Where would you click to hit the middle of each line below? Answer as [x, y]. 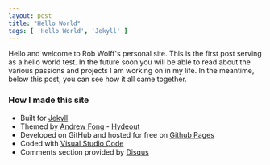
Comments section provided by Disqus [84, 152]
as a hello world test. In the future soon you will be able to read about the [130, 62]
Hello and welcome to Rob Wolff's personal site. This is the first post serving [135, 54]
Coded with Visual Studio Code [72, 143]
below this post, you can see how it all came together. [98, 79]
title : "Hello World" [45, 23]
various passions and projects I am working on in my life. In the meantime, [131, 71]
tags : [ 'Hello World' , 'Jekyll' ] [68, 31]
